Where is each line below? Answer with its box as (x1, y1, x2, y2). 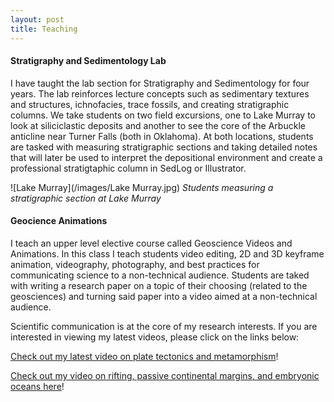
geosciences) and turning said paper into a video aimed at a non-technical (10, 290, 318, 302)
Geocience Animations (10, 215, 108, 227)
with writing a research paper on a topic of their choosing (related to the (10, 279, 308, 291)
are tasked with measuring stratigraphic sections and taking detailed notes (10, 141, 318, 153)
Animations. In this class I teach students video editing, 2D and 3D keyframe (10, 247, 325, 260)
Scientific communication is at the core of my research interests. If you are (10, 320, 318, 332)
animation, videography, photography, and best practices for (10, 258, 260, 270)
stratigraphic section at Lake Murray (10, 192, 162, 204)
